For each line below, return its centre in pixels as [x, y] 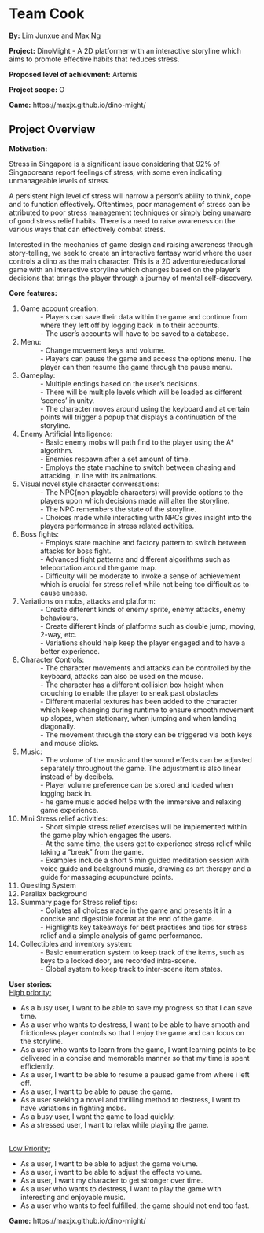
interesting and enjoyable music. [73, 1197]
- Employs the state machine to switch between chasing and [138, 467]
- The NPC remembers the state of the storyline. [118, 509]
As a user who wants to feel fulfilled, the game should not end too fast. [135, 1205]
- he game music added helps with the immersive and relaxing [141, 801]
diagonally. [57, 726]
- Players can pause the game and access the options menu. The [145, 358]
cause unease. [64, 593]
